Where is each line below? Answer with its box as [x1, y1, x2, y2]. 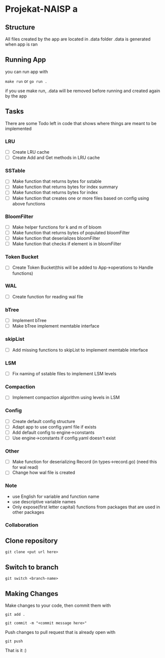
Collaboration [5, 521, 38, 528]
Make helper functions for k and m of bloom [12, 224, 102, 230]
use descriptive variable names [12, 498, 76, 504]
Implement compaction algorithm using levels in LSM [12, 395, 120, 400]
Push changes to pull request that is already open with [5, 629, 116, 635]
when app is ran [5, 41, 38, 47]
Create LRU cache [12, 149, 50, 155]
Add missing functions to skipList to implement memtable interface [12, 347, 148, 353]
